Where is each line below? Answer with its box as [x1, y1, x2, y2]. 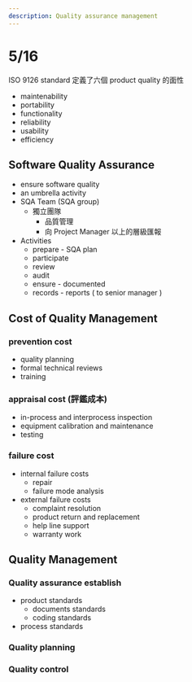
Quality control [8, 664, 69, 675]
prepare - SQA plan [32, 245, 98, 255]
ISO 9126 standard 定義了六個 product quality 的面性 [8, 75, 185, 85]
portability [20, 99, 55, 110]
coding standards [32, 613, 92, 623]
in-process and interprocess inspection [20, 413, 153, 422]
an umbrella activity [20, 188, 87, 198]
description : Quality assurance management [8, 11, 159, 20]
